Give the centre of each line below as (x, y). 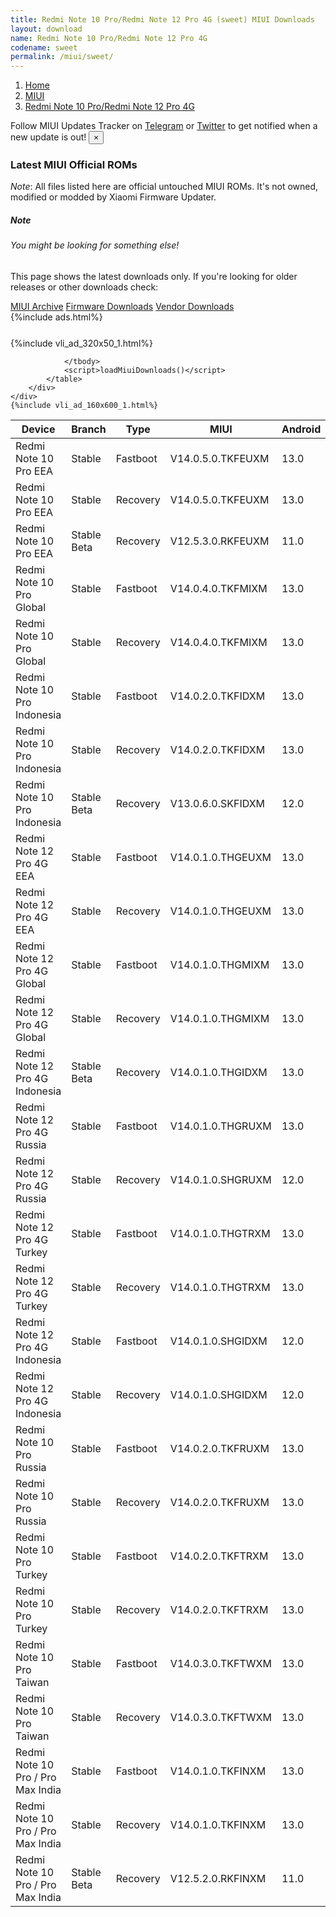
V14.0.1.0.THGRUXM (220, 1126)
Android (301, 429)
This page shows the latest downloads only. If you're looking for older (154, 276)
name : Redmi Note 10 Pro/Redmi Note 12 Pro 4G (109, 38)
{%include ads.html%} (56, 317)
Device (38, 429)
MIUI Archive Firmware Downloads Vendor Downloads (122, 306)
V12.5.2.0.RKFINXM (218, 1878)
